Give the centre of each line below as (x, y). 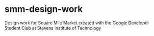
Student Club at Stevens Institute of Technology (53, 28)
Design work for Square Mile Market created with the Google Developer (77, 23)
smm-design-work (44, 9)
